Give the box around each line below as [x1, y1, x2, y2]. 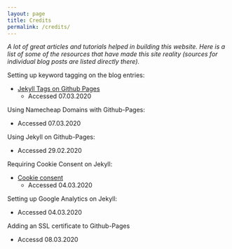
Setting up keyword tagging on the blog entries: [7, 71, 145, 79]
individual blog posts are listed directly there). [7, 58, 140, 66]
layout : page [7, 10, 46, 18]
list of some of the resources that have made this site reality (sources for [7, 50, 219, 58]
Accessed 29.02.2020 [17, 147, 82, 155]
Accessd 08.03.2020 [17, 236, 79, 244]
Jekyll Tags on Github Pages [17, 85, 100, 93]
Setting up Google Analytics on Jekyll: [7, 194, 118, 203]
